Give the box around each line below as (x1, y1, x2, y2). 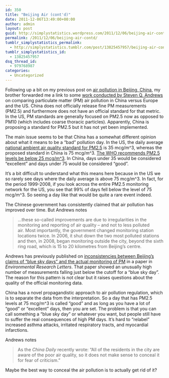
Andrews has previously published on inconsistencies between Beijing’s (5, 253, 154, 259)
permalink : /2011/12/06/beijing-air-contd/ (5, 36, 98, 41)
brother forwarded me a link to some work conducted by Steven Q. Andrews (5, 92, 163, 98)
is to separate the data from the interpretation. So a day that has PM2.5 (5, 295, 152, 301)
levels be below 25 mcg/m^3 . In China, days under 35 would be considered (5, 155, 161, 161)
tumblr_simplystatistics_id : (5, 49, 66, 54)
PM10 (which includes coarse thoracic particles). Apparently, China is (5, 119, 149, 125)
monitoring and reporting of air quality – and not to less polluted (17, 222, 150, 228)
